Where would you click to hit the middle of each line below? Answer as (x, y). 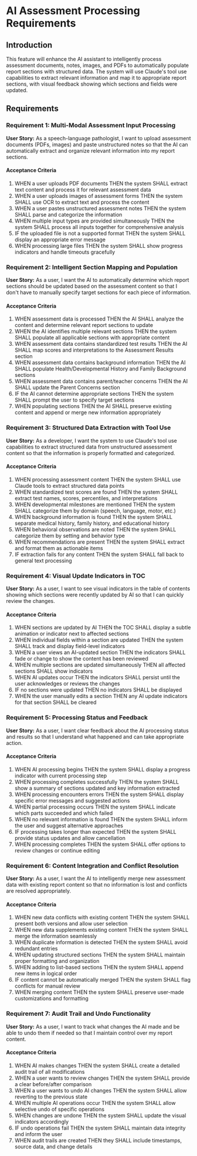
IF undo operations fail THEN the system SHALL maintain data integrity (100, 1128)
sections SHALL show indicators (54, 671)
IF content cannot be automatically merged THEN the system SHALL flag (102, 980)
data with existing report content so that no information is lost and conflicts (97, 885)
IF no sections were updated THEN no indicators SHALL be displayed (98, 690)
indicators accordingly (42, 1121)
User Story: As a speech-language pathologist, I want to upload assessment (98, 138)
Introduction (29, 45)
